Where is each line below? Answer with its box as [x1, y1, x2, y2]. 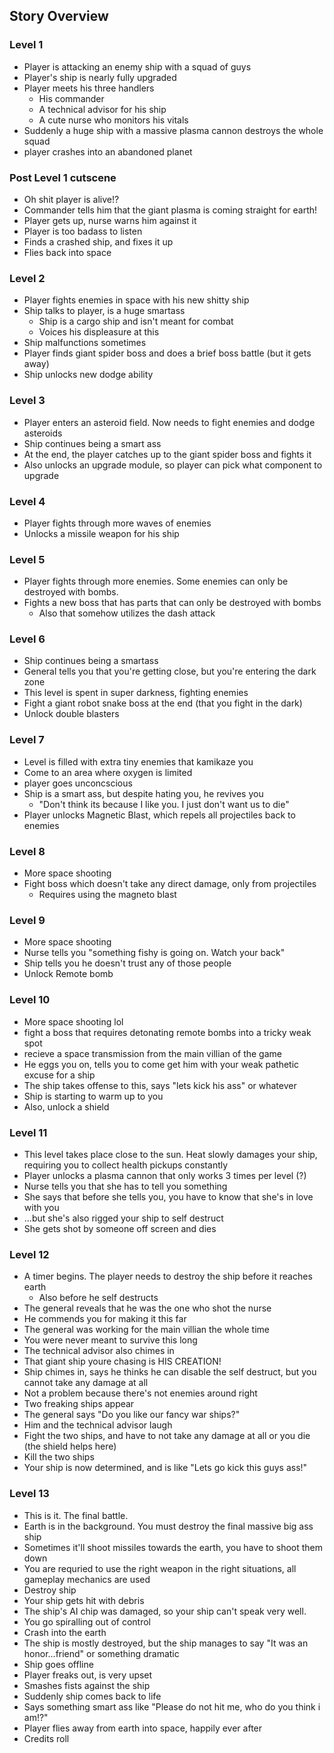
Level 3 [9, 394, 46, 408]
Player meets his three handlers [23, 82, 155, 94]
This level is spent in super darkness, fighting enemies [23, 687, 249, 699]
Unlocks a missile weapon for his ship [23, 527, 180, 539]
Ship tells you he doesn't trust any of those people [23, 957, 232, 969]
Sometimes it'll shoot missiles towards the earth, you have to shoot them [23, 1541, 324, 1553]
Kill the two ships [23, 1451, 95, 1463]
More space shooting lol [23, 1015, 124, 1028]
